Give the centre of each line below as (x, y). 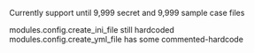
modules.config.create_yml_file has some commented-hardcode (126, 39)
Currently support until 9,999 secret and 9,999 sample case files (127, 13)
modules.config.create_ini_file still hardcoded (92, 30)
